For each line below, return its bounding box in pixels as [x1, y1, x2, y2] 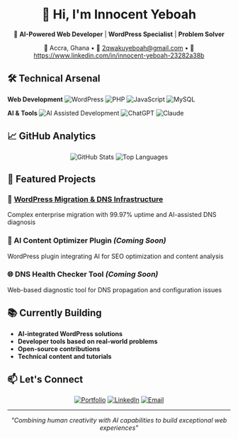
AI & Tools [7, 109, 38, 117]
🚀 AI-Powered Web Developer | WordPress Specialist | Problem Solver [13, 30, 225, 38]
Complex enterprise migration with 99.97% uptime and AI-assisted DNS [7, 211, 217, 219]
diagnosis [7, 218, 36, 226]
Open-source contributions [17, 344, 101, 353]
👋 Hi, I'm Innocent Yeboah [41, 6, 197, 23]
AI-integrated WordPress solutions [17, 329, 123, 338]
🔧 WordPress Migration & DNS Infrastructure [7, 194, 164, 204]
